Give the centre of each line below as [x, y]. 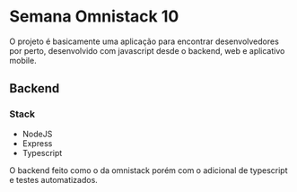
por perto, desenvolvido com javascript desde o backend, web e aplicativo [147, 50]
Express [37, 143]
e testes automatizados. [54, 179]
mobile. [23, 60]
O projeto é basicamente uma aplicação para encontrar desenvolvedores [144, 41]
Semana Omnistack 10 [94, 17]
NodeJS [37, 134]
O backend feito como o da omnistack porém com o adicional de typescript [148, 170]
